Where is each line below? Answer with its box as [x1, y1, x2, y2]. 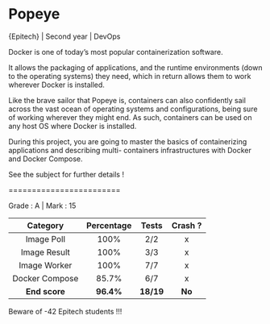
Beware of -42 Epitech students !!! [8, 306, 123, 316]
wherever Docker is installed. [8, 80, 105, 89]
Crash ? [172, 219, 202, 231]
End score [25, 285, 66, 297]
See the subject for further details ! [8, 169, 125, 179]
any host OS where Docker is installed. [8, 121, 137, 131]
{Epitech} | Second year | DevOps [8, 31, 121, 41]
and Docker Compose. [8, 154, 83, 164]
